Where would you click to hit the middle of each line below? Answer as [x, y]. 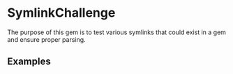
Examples [29, 62]
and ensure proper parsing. [46, 39]
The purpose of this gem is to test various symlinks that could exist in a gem [117, 32]
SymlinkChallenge [61, 13]
